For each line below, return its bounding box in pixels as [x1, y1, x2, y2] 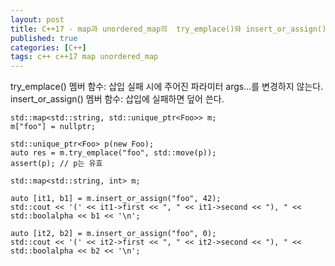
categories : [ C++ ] [10, 42, 87, 53]
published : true [10, 33, 78, 43]
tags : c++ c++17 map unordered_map [10, 52, 159, 62]
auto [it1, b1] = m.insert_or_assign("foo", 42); [10, 194, 222, 204]
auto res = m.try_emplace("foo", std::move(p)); [10, 148, 217, 158]
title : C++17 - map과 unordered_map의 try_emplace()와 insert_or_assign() [10, 24, 327, 34]
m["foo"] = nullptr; [10, 122, 97, 132]
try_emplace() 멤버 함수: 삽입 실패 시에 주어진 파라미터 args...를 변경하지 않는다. [10, 81, 324, 93]
